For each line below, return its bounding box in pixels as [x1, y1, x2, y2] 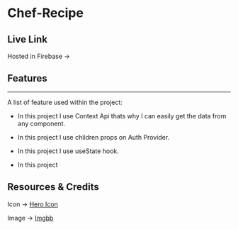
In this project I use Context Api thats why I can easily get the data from [17, 111, 227, 120]
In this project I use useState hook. [17, 147, 119, 155]
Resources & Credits [7, 181, 99, 193]
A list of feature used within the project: [7, 98, 123, 106]
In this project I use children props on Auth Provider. [17, 133, 170, 141]
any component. [17, 119, 66, 128]
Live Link [7, 33, 48, 45]
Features [7, 72, 47, 84]
